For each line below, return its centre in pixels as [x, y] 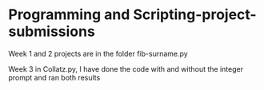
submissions [52, 31]
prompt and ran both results [54, 77]
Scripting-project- [195, 15]
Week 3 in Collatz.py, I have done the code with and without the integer [126, 68]
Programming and [69, 15]
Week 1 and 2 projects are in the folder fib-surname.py [98, 53]
